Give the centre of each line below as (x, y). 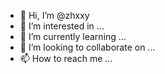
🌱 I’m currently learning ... (73, 36)
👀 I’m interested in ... (62, 26)
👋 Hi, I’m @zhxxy (54, 15)
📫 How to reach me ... (66, 58)
